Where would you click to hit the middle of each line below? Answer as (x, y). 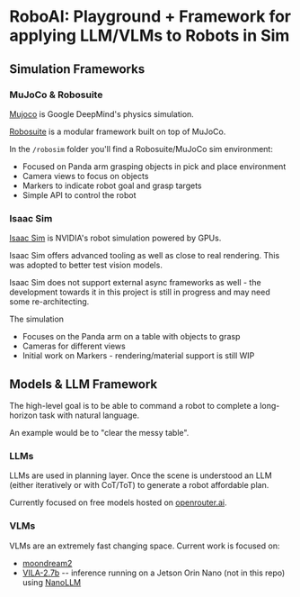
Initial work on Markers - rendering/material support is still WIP (138, 356)
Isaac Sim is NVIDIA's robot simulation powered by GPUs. (115, 238)
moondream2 (47, 563)
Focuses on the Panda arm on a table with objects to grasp (131, 337)
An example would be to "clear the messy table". (99, 432)
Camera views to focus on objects (85, 176)
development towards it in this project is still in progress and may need (140, 292)
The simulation (37, 319)
